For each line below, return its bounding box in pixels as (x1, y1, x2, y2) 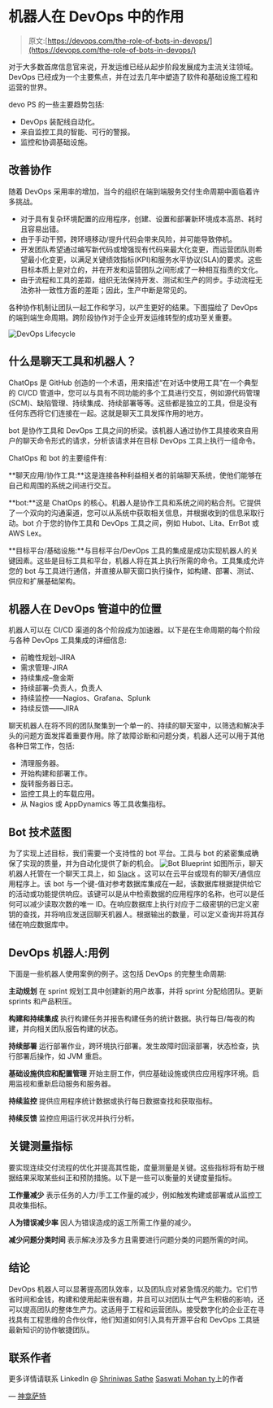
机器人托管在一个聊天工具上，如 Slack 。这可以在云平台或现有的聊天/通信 (8, 868, 254, 879)
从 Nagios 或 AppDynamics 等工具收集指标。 (19, 799, 171, 809)
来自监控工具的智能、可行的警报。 (19, 127, 135, 137)
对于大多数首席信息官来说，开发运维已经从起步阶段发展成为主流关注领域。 (8, 62, 258, 72)
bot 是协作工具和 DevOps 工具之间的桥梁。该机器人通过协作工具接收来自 (8, 425, 252, 435)
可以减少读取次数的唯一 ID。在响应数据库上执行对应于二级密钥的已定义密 (15, 899, 260, 909)
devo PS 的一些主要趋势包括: (8, 99, 105, 109)
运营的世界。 (8, 82, 51, 92)
